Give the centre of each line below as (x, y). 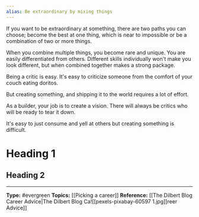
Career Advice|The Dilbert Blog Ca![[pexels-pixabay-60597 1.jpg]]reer (92, 201)
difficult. (16, 129)
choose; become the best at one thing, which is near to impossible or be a (97, 35)
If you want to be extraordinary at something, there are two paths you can (96, 28)
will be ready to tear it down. (41, 112)
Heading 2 (26, 175)
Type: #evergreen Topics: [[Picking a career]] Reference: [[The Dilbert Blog (99, 195)
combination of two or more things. (49, 41)
